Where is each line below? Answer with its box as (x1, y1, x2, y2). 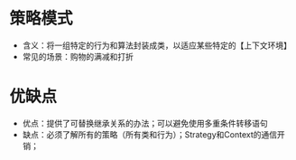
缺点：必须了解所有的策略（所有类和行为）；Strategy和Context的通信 (22, 128, 278, 140)
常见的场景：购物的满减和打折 (22, 51, 134, 61)
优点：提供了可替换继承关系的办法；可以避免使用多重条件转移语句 (22, 118, 268, 128)
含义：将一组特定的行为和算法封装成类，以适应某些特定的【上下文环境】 (22, 40, 291, 51)
